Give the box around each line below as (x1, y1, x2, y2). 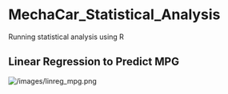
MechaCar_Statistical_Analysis (8, 6, 221, 24)
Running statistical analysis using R (8, 32, 124, 41)
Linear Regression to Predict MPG (8, 55, 180, 69)
